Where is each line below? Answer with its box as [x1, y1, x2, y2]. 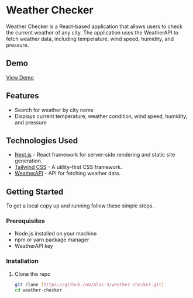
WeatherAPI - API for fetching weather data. [14, 170, 121, 177]
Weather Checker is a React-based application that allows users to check [6, 23, 183, 30]
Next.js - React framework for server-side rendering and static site [14, 151, 175, 158]
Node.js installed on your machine [14, 230, 97, 237]
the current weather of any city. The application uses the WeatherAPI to [6, 29, 179, 36]
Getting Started [6, 186, 64, 196]
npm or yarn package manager [14, 236, 89, 243]
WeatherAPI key [14, 242, 54, 250]
